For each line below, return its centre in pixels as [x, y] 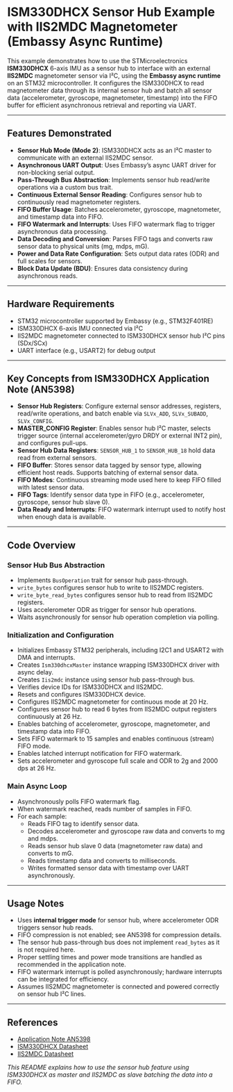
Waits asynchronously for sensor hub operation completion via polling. [118, 617]
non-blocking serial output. [56, 172]
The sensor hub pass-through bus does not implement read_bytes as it [118, 943]
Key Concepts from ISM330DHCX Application [108, 378]
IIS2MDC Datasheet [45, 1054]
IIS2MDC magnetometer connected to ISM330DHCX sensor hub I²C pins [121, 336]
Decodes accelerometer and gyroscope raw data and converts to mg [126, 831]
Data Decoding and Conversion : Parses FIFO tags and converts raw [115, 239]
